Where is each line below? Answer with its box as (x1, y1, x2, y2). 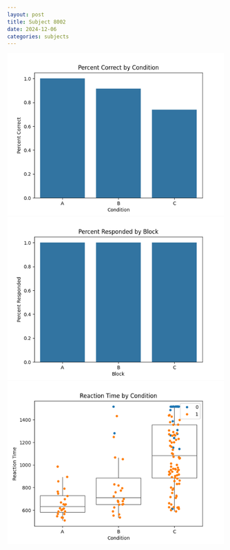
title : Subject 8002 (7, 18, 67, 26)
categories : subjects (7, 33, 70, 40)
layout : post (7, 11, 45, 18)
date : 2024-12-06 (7, 26, 57, 32)
